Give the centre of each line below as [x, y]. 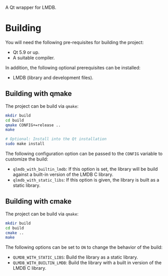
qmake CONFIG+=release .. [33, 125]
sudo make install [25, 144]
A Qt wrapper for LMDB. [31, 7]
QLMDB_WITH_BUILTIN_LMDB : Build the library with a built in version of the [87, 263]
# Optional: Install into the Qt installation [56, 139]
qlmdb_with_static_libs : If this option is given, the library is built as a [86, 180]
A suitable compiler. [34, 57]
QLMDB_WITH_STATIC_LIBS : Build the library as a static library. [75, 257]
